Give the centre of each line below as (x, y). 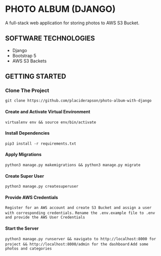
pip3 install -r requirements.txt (41, 144)
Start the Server (22, 228)
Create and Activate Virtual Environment (48, 112)
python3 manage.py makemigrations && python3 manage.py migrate (73, 165)
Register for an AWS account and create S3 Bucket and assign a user (79, 208)
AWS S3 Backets (29, 61)
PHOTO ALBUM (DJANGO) (60, 9)
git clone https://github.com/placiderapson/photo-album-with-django (79, 101)
